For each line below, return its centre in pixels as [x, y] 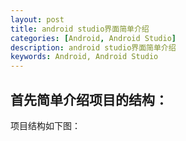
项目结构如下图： [45, 125]
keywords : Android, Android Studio [84, 57]
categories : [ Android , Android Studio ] [93, 38]
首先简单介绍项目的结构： [89, 99]
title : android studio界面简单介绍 [80, 29]
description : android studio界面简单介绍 [93, 47]
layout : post [37, 19]
